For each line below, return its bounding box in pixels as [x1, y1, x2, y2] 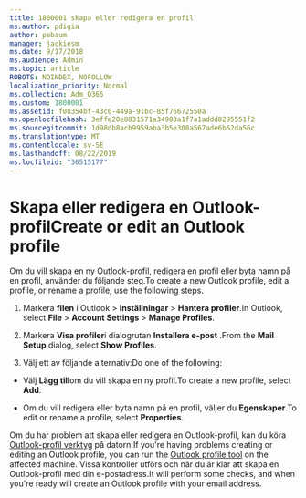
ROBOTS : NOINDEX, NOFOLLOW [9, 73, 112, 82]
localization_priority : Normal [9, 81, 129, 90]
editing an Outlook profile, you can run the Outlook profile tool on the [9, 449, 269, 461]
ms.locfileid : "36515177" [9, 157, 108, 167]
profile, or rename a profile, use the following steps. [9, 285, 204, 296]
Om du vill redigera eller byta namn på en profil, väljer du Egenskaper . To [22, 402, 297, 413]
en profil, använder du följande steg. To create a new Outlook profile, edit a [9, 275, 290, 286]
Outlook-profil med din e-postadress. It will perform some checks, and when [9, 469, 295, 480]
